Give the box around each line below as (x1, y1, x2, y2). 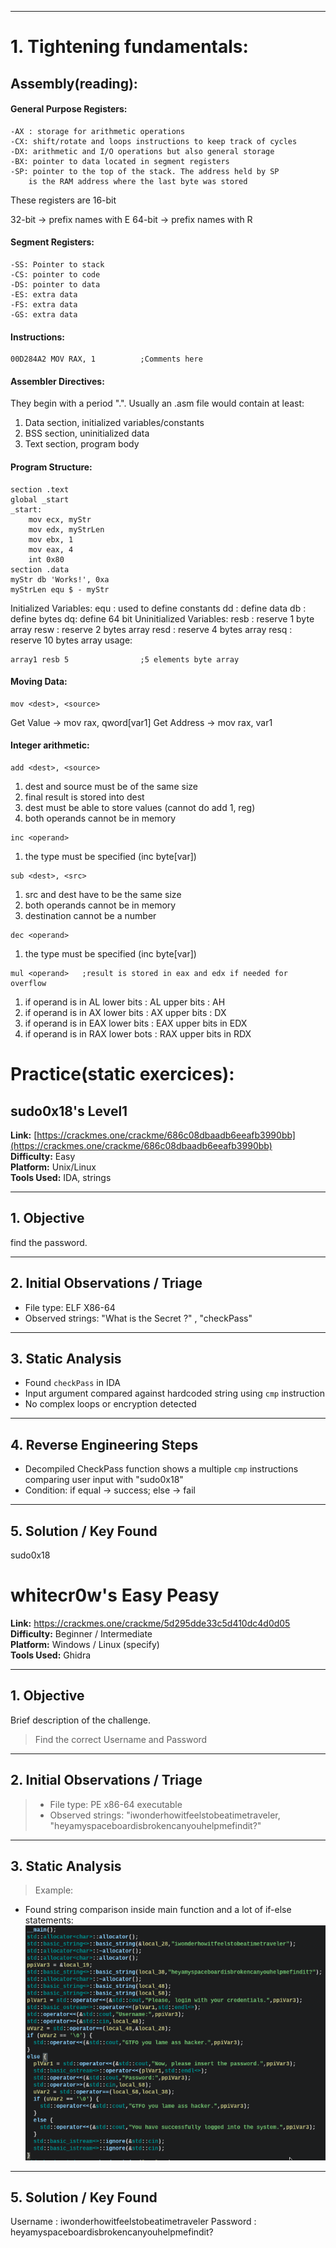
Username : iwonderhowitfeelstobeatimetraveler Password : (10, 2216, 257, 2228)
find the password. (10, 1236, 88, 1248)
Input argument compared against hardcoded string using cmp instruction (24, 1387, 326, 1400)
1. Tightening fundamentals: (10, 36, 249, 58)
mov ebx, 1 (28, 534, 74, 545)
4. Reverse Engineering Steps (10, 1436, 199, 1453)
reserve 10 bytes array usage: (10, 634, 133, 646)
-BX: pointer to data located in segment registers (10, 156, 230, 166)
